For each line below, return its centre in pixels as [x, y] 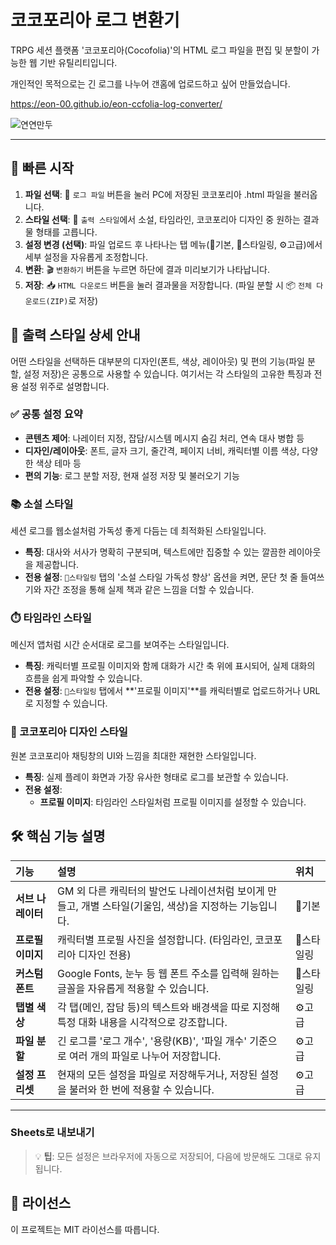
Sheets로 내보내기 [52, 1133]
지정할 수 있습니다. [71, 703]
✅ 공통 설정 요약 [46, 414]
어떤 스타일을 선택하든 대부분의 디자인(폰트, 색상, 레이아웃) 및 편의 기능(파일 [157, 361]
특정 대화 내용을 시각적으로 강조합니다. [142, 1022]
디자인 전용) [105, 954]
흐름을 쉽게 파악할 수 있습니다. [83, 678]
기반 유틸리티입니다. [78, 62]
